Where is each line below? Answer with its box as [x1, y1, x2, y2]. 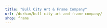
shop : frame [5, 16, 29, 20]
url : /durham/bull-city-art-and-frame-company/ [5, 11, 103, 16]
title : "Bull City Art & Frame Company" [5, 7, 88, 12]
